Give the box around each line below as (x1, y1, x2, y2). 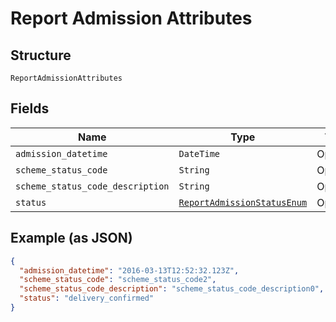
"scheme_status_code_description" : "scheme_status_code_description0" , (19, 284, 325, 294)
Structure (10, 47, 72, 64)
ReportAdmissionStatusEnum (178, 197, 308, 208)
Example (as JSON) (10, 230, 133, 247)
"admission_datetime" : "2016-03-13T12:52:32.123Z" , (19, 265, 240, 276)
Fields (10, 100, 50, 117)
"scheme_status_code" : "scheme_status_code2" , (19, 275, 217, 285)
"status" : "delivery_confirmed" (19, 293, 155, 304)
